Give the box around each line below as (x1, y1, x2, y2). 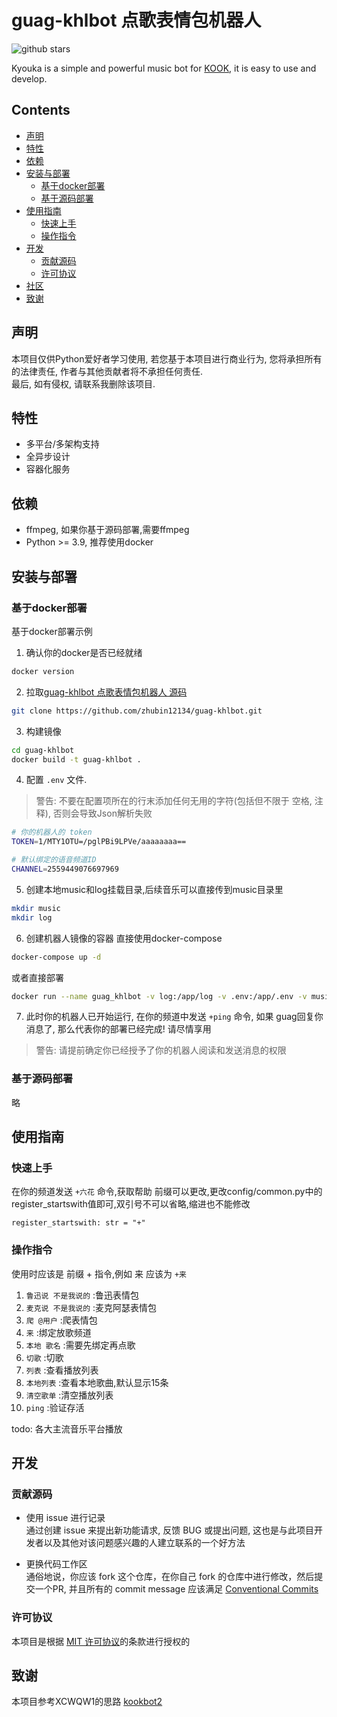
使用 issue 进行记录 (25, 1512, 106, 1524)
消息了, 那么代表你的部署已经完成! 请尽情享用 (25, 1023, 212, 1035)
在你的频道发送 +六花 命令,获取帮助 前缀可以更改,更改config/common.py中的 (11, 1186, 323, 1198)
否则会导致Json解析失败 (52, 807, 153, 820)
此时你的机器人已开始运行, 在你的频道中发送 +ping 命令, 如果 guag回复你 (25, 1011, 324, 1023)
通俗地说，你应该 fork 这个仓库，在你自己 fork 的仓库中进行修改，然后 (25, 1571, 315, 1583)
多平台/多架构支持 (25, 438, 100, 450)
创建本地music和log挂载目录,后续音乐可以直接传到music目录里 (25, 883, 284, 895)
